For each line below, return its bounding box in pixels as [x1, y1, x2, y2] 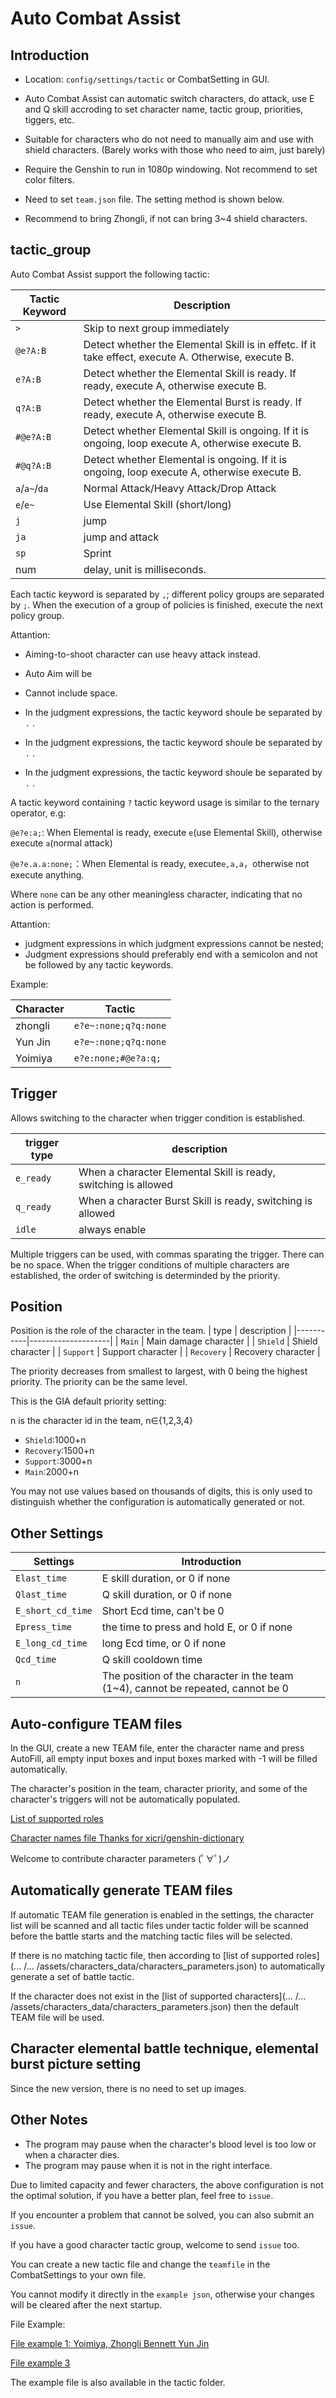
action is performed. [10, 898, 95, 911]
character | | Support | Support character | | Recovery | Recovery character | [10, 1346, 321, 1358]
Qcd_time [15, 1654, 57, 1666]
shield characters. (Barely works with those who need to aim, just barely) [24, 144, 326, 156]
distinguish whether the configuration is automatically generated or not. [10, 1496, 306, 1508]
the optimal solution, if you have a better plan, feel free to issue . [10, 2189, 274, 2201]
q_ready [15, 1201, 52, 1212]
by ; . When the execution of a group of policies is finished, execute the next [10, 598, 324, 611]
